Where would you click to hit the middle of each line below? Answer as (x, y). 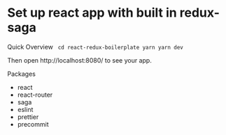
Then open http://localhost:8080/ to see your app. (79, 60)
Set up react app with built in (92, 13)
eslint (25, 109)
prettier (28, 117)
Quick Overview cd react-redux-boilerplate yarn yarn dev (96, 47)
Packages (22, 74)
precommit (33, 124)
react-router (35, 95)
